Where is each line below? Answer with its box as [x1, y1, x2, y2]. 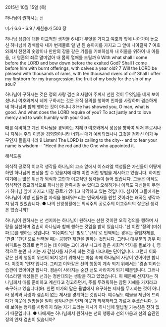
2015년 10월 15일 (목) [5, 4, 47, 10]
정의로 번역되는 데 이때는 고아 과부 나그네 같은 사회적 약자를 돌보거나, [22, 242, 156, 248]
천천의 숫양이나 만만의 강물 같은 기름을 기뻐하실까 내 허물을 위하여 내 [18, 49, 151, 54]
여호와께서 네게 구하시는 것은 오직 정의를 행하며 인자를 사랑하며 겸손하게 [18, 98, 158, 103]
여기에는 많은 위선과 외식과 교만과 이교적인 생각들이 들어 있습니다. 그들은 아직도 [5, 176, 159, 182]
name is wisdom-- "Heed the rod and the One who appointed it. [5, 143, 135, 149]
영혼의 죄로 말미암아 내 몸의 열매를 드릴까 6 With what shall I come [16, 54, 148, 60]
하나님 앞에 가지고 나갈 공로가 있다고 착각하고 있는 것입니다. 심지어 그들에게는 [10, 188, 160, 194]
